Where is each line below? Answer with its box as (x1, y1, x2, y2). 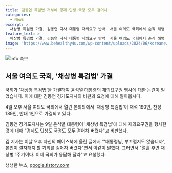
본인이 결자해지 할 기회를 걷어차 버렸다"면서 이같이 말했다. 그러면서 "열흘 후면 (5, 144, 160, 151)
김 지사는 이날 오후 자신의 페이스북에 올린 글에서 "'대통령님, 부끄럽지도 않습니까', (5, 138, 165, 144)
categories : (5, 12, 31, 17)
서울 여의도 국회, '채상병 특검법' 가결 (5, 72, 113, 81)
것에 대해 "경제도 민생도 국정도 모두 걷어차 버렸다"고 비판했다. (5, 127, 128, 134)
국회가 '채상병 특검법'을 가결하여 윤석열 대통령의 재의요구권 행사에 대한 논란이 (5, 86, 160, 93)
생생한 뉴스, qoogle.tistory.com (5, 162, 70, 168)
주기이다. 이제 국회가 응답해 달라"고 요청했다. (16, 151, 106, 157)
